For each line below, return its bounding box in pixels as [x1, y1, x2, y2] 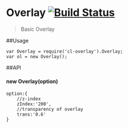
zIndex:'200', [17, 101, 52, 107]
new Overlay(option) [6, 78, 58, 85]
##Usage [6, 37, 29, 44]
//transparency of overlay [17, 107, 84, 113]
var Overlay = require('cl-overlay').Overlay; [6, 48, 123, 55]
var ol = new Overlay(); [6, 53, 68, 59]
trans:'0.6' [17, 111, 46, 118]
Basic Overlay [20, 25, 55, 33]
